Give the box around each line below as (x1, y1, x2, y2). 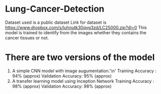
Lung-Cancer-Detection (5, 3, 104, 15)
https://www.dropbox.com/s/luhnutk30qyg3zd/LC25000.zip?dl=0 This (5, 24, 147, 30)
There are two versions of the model (5, 52, 155, 63)
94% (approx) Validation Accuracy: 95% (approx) (12, 73, 112, 78)
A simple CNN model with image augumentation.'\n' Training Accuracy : (12, 68, 157, 74)
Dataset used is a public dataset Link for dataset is (5, 19, 106, 25)
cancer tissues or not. (5, 35, 49, 41)
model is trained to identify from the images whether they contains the (5, 30, 146, 35)
